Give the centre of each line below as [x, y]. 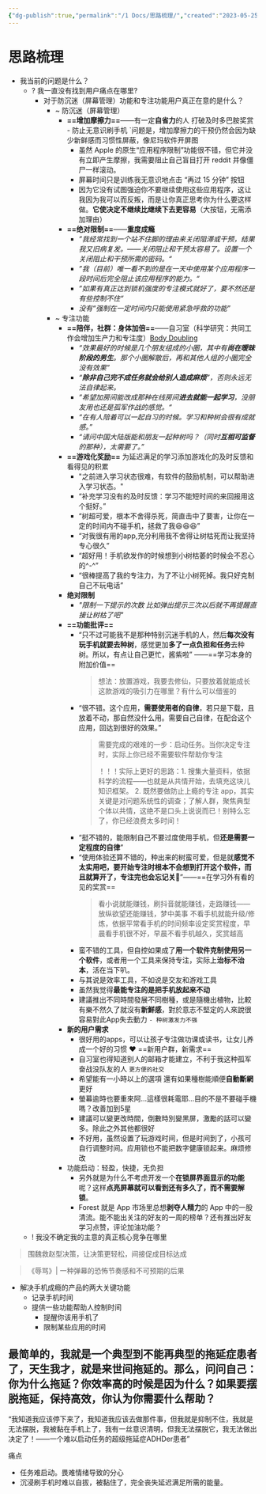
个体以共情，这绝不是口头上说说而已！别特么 [171, 810]
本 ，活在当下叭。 [106, 969]
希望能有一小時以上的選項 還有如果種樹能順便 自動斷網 [166, 1079]
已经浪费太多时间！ [150, 821]
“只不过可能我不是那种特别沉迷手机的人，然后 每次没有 [167, 635]
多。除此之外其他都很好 [117, 1128]
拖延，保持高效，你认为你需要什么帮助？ [117, 1399]
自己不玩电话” [101, 585]
